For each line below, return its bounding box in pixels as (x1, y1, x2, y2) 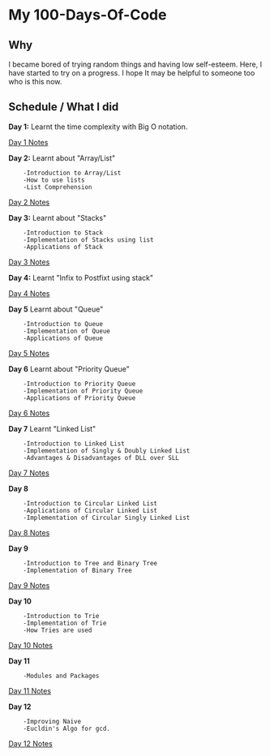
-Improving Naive (23, 717, 82, 725)
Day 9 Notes (8, 580, 50, 590)
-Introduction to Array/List (23, 169, 122, 177)
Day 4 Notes (8, 288, 50, 298)
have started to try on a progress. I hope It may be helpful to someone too (8, 68, 255, 78)
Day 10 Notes (8, 640, 53, 650)
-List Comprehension (23, 183, 92, 191)
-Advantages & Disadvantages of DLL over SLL (23, 453, 180, 462)
